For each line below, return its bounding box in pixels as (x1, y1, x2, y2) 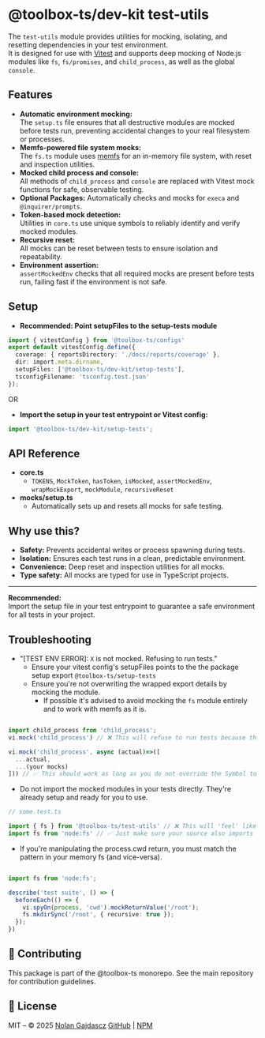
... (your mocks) (15, 762, 69, 771)
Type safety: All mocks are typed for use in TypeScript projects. (19, 570, 230, 580)
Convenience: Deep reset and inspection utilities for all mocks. (19, 562, 225, 572)
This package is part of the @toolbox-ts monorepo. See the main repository (8, 968, 254, 977)
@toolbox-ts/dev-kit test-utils (8, 6, 210, 24)
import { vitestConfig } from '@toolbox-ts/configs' (8, 336, 185, 344)
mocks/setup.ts (19, 493, 73, 502)
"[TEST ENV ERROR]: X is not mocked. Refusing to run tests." (19, 654, 218, 663)
